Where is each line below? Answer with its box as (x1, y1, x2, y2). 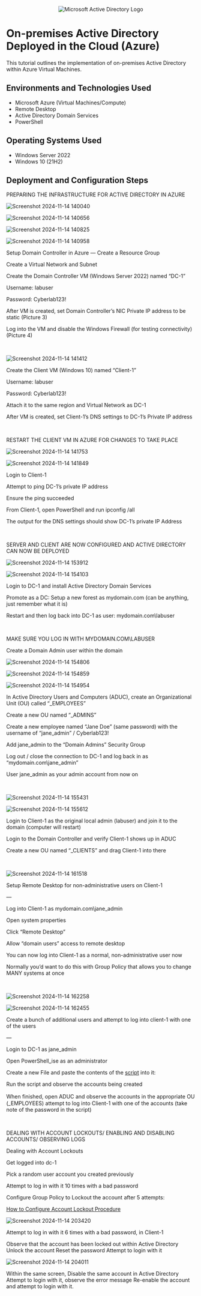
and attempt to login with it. (6, 1283, 74, 1290)
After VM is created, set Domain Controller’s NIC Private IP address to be (6, 307, 186, 315)
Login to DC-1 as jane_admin (6, 1046, 77, 1053)
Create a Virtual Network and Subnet (6, 261, 98, 268)
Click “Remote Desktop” (6, 928, 66, 936)
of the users (6, 1022, 36, 1029)
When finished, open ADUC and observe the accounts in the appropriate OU (6, 1093, 195, 1100)
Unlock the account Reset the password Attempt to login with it (6, 1247, 163, 1254)
